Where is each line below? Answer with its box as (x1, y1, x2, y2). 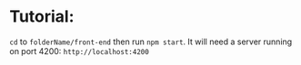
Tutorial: (9, 6, 75, 27)
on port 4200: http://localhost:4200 (9, 45, 150, 56)
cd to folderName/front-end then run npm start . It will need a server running (9, 36, 293, 47)
